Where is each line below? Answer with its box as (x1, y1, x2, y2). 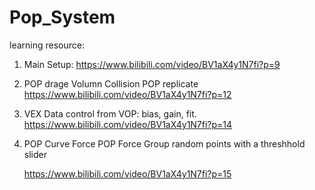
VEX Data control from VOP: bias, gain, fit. (23, 107, 197, 120)
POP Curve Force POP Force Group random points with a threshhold (23, 137, 306, 150)
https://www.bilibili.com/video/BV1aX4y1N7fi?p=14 (23, 118, 233, 130)
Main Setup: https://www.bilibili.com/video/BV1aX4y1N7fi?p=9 (23, 58, 281, 70)
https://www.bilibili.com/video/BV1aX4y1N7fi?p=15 (23, 167, 232, 180)
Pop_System (9, 6, 116, 29)
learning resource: (9, 39, 85, 51)
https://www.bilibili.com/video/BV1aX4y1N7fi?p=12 (23, 88, 232, 100)
